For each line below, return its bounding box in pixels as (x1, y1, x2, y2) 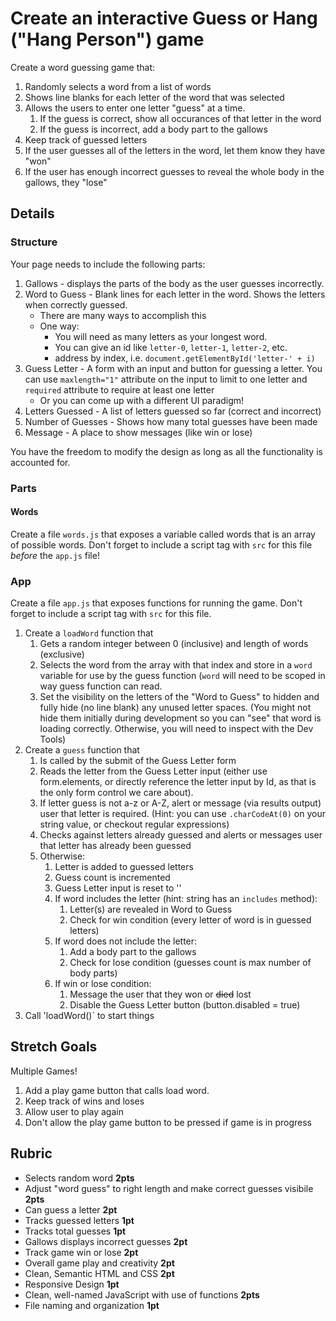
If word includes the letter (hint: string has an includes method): (54, 893, 318, 905)
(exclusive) (39, 648, 85, 661)
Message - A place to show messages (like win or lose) (24, 426, 253, 438)
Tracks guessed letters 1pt (24, 1214, 135, 1226)
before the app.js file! (10, 549, 100, 561)
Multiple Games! (10, 1065, 78, 1077)
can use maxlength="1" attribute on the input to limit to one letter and (24, 373, 308, 385)
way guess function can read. (39, 680, 163, 692)
